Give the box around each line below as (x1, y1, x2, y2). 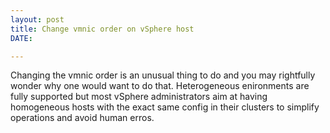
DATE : (10, 33, 33, 43)
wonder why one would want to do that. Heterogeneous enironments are (10, 80, 310, 92)
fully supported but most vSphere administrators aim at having (10, 91, 268, 103)
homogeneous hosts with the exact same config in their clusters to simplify (10, 101, 320, 113)
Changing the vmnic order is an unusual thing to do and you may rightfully (10, 69, 316, 81)
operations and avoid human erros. (10, 112, 155, 124)
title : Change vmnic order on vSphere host (10, 24, 195, 34)
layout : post (10, 14, 65, 25)
